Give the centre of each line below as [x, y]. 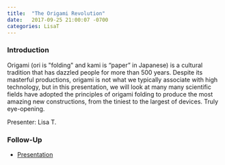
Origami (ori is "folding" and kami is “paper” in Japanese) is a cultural [105, 65]
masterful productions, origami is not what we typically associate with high [112, 79]
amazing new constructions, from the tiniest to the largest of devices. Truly [113, 101]
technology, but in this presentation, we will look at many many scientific [109, 87]
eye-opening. [26, 109]
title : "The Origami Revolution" [56, 13]
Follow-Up [25, 140]
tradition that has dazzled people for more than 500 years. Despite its [105, 72]
